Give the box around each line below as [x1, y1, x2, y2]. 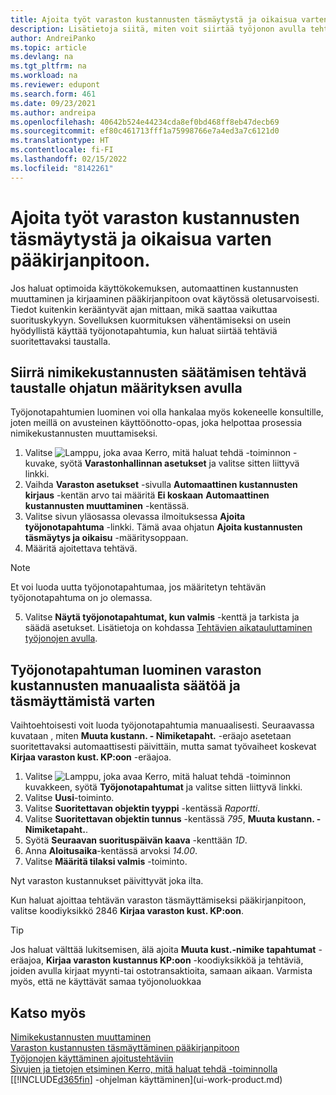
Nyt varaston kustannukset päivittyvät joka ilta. [10, 875, 204, 887]
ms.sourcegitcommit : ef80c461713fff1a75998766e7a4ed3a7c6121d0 [10, 126, 280, 136]
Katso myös [10, 1004, 87, 1021]
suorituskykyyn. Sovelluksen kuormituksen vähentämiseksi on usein [10, 314, 292, 326]
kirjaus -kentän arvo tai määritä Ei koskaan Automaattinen [24, 489, 270, 501]
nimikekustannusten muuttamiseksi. [10, 427, 158, 440]
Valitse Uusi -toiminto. [24, 792, 115, 804]
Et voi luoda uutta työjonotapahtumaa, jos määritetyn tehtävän [10, 581, 267, 593]
